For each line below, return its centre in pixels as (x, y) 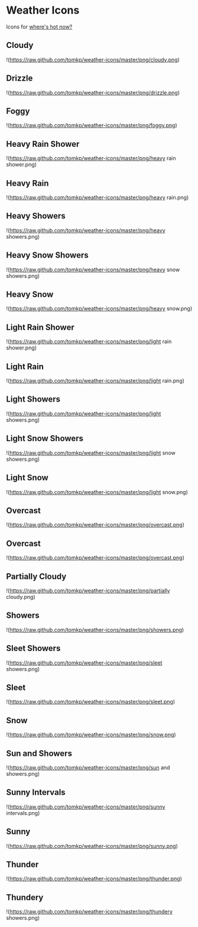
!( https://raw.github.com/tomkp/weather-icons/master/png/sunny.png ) (92, 846)
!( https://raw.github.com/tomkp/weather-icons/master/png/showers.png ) (95, 630)
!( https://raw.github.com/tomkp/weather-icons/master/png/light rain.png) (95, 381)
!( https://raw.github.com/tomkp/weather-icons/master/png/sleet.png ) (91, 702)
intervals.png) (23, 813)
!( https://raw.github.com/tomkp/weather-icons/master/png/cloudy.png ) (93, 59)
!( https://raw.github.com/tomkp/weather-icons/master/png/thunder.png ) (94, 879)
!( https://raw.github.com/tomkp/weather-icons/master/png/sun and (88, 767)
